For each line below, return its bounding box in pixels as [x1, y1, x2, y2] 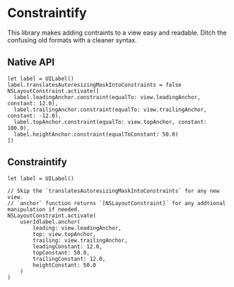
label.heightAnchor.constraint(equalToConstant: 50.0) [13, 131, 179, 138]
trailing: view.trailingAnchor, [33, 237, 129, 244]
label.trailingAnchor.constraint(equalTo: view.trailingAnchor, [13, 106, 207, 113]
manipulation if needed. [7, 206, 81, 213]
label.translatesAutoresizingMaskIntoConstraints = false [7, 81, 182, 88]
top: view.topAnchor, [33, 230, 97, 238]
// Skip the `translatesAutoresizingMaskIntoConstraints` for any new [7, 187, 220, 194]
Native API [7, 57, 55, 69]
